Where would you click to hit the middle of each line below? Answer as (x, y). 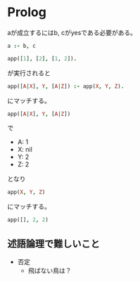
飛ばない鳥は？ (50, 270)
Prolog (27, 12)
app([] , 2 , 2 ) (28, 220)
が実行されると (29, 73)
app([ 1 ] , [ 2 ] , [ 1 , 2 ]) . (42, 58)
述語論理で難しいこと (53, 243)
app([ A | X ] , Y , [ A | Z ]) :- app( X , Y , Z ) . (66, 86)
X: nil (25, 150)
